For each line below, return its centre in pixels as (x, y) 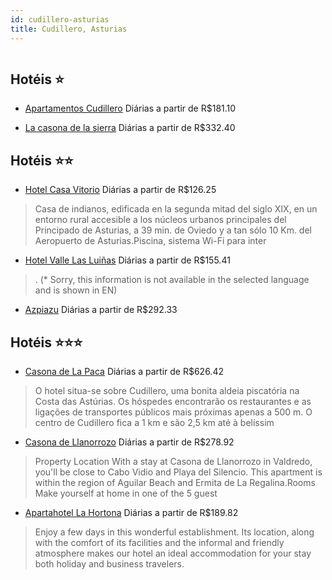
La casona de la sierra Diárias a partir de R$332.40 (130, 128)
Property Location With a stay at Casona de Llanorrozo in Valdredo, (173, 461)
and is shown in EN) (76, 290)
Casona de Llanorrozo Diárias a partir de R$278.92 (129, 442)
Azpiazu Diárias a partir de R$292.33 (101, 310)
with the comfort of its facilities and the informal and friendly (159, 542)
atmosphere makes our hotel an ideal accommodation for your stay (173, 553)
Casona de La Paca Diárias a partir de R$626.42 (124, 371)
